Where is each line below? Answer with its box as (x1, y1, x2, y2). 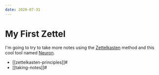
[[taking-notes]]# (12, 64, 47, 70)
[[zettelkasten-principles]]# (12, 59, 68, 65)
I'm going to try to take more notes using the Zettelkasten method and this (5, 45, 155, 50)
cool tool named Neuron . (5, 50, 55, 55)
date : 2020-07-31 (5, 7, 41, 12)
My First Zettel (5, 28, 66, 39)
